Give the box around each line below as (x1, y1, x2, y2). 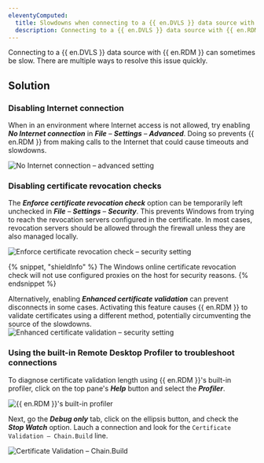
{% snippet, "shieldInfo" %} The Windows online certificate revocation (8, 262, 236, 272)
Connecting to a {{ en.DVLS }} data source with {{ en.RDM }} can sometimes (8, 48, 255, 57)
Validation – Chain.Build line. (8, 431, 108, 440)
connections (8, 357, 57, 369)
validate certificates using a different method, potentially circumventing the (8, 311, 251, 320)
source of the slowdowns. (8, 320, 92, 329)
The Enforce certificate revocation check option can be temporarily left (8, 198, 244, 208)
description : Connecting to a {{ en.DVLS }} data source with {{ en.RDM (15, 26, 258, 34)
